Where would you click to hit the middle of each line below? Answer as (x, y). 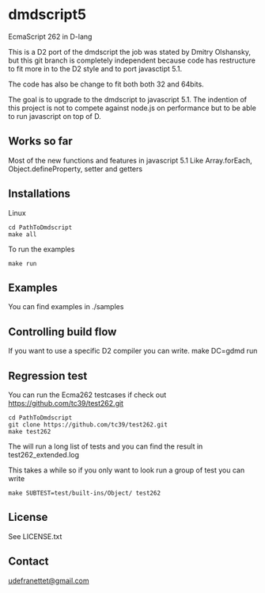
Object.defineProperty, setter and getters (76, 169)
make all (23, 234)
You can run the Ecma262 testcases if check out (87, 395)
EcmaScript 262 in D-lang (50, 36)
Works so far (40, 142)
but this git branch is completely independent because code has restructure (132, 60)
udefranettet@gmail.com (49, 580)
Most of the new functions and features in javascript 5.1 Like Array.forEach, (130, 160)
